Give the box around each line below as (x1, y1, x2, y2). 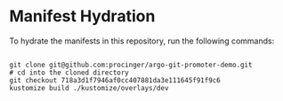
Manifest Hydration (9, 6, 156, 27)
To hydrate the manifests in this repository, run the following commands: (9, 35, 275, 46)
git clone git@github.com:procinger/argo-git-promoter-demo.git (9, 60, 253, 69)
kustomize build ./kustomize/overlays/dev (9, 83, 169, 92)
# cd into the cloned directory (9, 68, 129, 77)
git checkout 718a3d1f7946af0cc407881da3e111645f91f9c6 (9, 75, 221, 85)
